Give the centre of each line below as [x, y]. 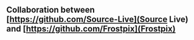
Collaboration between [51, 10]
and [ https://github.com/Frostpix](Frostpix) [91, 29]
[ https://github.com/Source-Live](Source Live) [97, 20]
